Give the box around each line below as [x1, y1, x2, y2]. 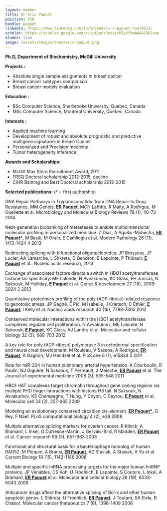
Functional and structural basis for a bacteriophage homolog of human [5, 443, 151, 449]
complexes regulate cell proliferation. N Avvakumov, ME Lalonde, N [5, 321, 143, 327]
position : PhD [5, 17, 35, 22]
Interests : [5, 118, 27, 124]
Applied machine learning [12, 128, 65, 134]
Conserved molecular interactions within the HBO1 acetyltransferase [5, 316, 146, 322]
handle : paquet [5, 21, 37, 27]
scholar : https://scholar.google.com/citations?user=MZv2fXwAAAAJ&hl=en [5, 31, 160, 36]
